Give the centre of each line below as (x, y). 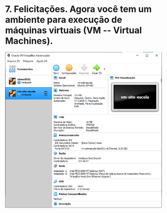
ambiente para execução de (64, 20)
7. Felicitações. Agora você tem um (79, 9)
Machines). (29, 41)
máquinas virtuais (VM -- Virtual (74, 30)
